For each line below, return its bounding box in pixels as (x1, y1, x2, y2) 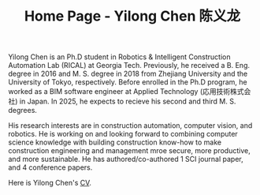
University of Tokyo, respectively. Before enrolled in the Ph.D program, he (8, 77, 247, 87)
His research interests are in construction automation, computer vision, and (8, 121, 253, 130)
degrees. (8, 106, 38, 115)
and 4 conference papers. (8, 163, 93, 172)
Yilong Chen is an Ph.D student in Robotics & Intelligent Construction (8, 52, 231, 62)
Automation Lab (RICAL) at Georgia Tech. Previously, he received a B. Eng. (8, 61, 251, 70)
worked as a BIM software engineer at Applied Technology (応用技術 (8, 87, 231, 96)
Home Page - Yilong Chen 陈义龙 (24, 7, 241, 25)
